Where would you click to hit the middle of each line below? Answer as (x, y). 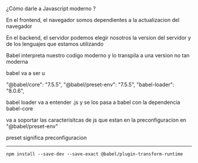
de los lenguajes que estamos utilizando (55, 44)
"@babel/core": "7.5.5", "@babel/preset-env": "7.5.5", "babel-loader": (90, 84)
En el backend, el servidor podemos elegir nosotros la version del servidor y (99, 38)
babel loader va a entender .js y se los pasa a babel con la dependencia (93, 102)
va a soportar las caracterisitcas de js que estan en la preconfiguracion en (96, 120)
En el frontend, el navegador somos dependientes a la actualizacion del (93, 20)
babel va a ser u (26, 73)
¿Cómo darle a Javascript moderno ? (51, 9)
